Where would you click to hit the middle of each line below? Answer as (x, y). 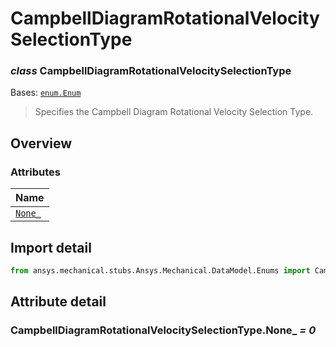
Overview (41, 143)
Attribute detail (58, 302)
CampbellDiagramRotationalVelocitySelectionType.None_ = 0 (163, 330)
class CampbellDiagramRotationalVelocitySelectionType (151, 71)
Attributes (35, 172)
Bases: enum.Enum (46, 93)
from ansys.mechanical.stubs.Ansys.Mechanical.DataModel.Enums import (160, 270)
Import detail (51, 247)
